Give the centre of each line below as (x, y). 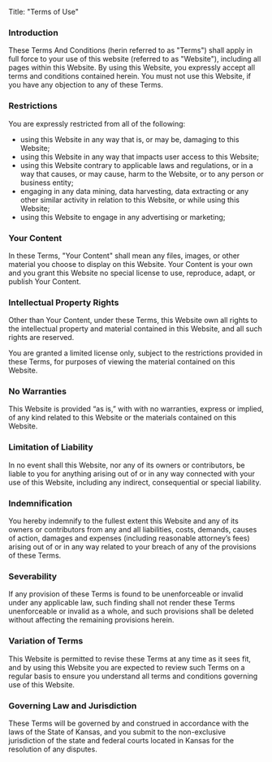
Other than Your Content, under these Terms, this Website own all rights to (133, 321)
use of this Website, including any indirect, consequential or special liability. (135, 482)
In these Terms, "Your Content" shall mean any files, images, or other (124, 256)
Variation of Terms (46, 641)
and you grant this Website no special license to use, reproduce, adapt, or (132, 273)
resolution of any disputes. (53, 749)
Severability (33, 577)
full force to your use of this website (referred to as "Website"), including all (135, 59)
